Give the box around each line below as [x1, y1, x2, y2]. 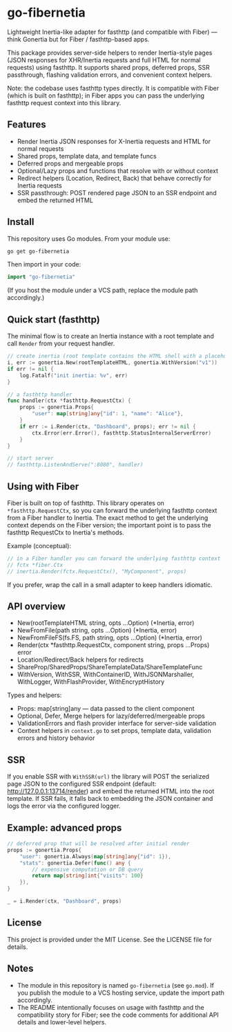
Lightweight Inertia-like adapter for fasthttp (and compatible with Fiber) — [7, 28, 217, 36]
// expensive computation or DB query [32, 866, 144, 873]
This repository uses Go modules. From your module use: [7, 234, 171, 243]
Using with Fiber [7, 480, 79, 492]
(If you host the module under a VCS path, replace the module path [7, 286, 198, 295]
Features [7, 119, 46, 131]
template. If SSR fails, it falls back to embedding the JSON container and [7, 795, 213, 803]
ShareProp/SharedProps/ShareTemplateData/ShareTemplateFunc [17, 663, 203, 671]
